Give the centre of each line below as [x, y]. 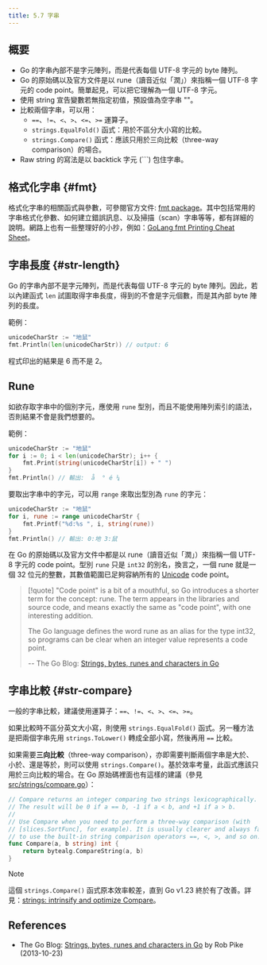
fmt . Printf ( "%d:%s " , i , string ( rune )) [89, 524]
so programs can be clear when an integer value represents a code [137, 639]
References [37, 926]
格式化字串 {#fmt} [53, 187]
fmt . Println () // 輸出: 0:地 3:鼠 [63, 538]
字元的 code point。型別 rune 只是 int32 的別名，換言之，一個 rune [124, 565]
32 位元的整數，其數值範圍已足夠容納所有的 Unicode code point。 [125, 575]
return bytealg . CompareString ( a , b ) [83, 851]
